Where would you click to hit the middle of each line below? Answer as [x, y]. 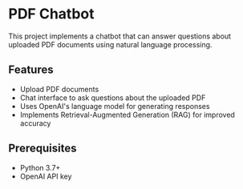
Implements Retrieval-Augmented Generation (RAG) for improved [127, 115]
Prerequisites [43, 149]
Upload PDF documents [59, 89]
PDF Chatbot [51, 14]
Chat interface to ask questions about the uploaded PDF [113, 98]
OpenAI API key [46, 176]
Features [31, 70]
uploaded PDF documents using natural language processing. [110, 44]
